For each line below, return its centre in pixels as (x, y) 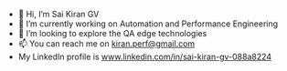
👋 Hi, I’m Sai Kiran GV (58, 14)
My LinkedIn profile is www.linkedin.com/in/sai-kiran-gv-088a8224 (145, 56)
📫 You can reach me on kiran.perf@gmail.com (106, 44)
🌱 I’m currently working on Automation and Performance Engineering (148, 24)
